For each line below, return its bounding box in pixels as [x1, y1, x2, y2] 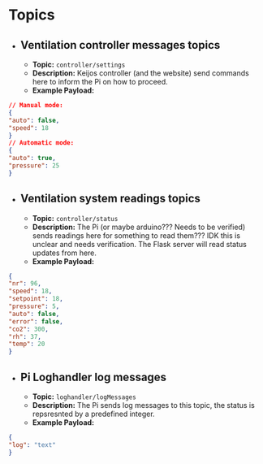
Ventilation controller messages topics [19, 38, 221, 52]
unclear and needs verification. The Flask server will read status [32, 239, 248, 249]
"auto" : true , [8, 154, 57, 163]
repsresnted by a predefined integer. [32, 409, 156, 418]
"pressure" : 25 [8, 162, 60, 170]
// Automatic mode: [8, 139, 75, 147]
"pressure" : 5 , [8, 302, 60, 310]
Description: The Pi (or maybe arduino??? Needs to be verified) [32, 222, 246, 232]
